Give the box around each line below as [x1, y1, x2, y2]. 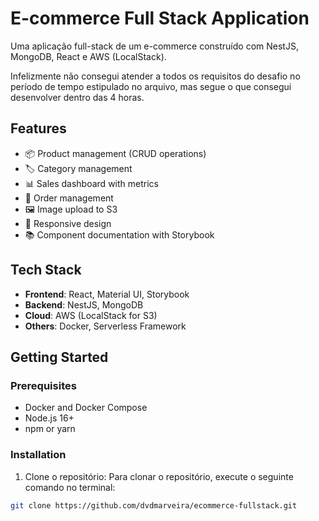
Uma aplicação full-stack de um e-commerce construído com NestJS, [10, 40, 299, 52]
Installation [10, 448, 67, 462]
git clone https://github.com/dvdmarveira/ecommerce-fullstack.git [10, 500, 298, 511]
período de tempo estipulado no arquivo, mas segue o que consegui [10, 80, 292, 92]
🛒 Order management [24, 192, 114, 204]
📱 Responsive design [24, 217, 112, 229]
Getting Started [10, 348, 109, 366]
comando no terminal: [24, 481, 116, 493]
